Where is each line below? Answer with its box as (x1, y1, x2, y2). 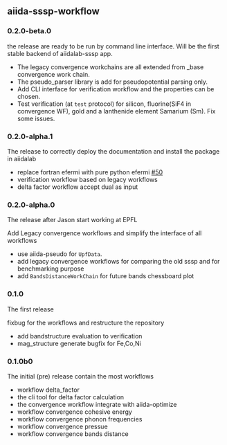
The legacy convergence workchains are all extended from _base (17, 62, 204, 71)
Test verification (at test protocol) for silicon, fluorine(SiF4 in (17, 100, 192, 108)
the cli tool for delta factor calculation (17, 392, 125, 401)
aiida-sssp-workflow (7, 6, 100, 17)
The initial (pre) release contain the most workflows (7, 372, 154, 380)
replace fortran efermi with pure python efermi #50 (17, 167, 163, 176)
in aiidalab (7, 154, 37, 163)
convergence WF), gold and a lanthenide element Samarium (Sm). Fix (17, 107, 216, 115)
